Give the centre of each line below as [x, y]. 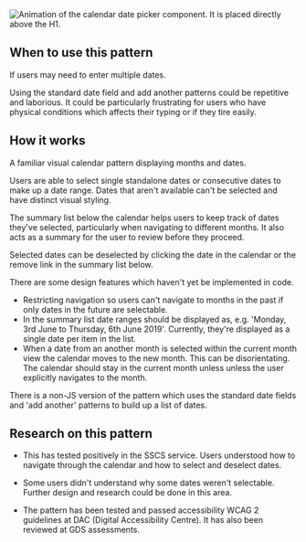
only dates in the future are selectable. [95, 309]
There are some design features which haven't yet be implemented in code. [152, 282]
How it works [47, 141]
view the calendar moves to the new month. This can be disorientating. [156, 358]
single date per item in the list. [79, 338]
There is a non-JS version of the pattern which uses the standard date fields [153, 395]
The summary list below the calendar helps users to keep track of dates [144, 218]
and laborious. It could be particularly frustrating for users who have [138, 102]
